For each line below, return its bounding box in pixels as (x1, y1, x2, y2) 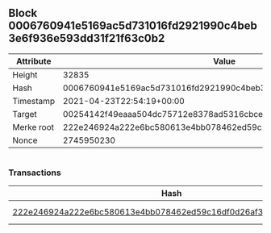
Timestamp (12, 95, 56, 106)
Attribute (15, 56, 52, 67)
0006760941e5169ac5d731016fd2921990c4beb (8, 19, 258, 33)
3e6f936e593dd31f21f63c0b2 (8, 31, 165, 45)
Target (12, 108, 38, 119)
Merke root (12, 121, 55, 132)
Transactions (8, 167, 62, 178)
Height (12, 69, 38, 80)
